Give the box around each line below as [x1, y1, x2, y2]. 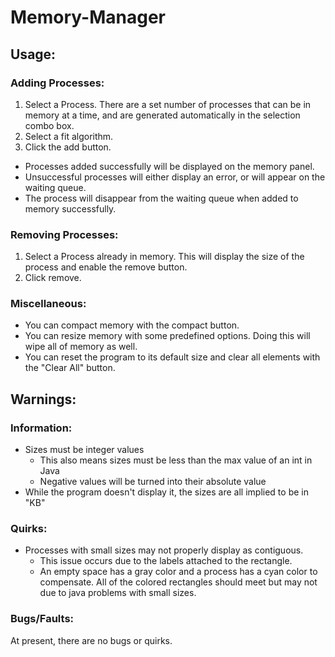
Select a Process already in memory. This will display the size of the [24, 251, 305, 263]
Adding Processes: [10, 76, 105, 90]
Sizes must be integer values [24, 444, 145, 456]
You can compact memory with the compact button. [24, 319, 240, 331]
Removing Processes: [10, 227, 119, 241]
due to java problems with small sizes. [39, 587, 197, 599]
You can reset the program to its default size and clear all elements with [24, 351, 321, 363]
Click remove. [24, 272, 82, 284]
